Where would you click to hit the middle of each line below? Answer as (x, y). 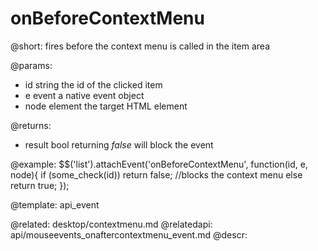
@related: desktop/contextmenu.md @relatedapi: (111, 224)
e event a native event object (84, 95)
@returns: (31, 125)
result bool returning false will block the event (119, 144)
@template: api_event (55, 204)
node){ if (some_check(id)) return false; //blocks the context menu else (156, 174)
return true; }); (40, 185)
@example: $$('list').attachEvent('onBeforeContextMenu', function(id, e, (159, 164)
